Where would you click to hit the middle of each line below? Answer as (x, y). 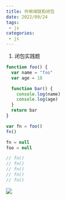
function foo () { (27, 67)
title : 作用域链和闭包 (30, 11)
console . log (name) (38, 94)
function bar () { (32, 88)
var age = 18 (27, 78)
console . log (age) (37, 99)
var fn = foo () (24, 126)
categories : (20, 33)
